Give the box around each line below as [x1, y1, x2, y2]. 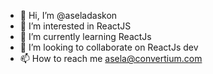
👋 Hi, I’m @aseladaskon [19, 10, 118, 21]
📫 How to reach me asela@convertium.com [19, 53, 203, 64]
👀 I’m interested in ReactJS [19, 20, 132, 32]
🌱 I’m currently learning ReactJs [19, 31, 152, 42]
